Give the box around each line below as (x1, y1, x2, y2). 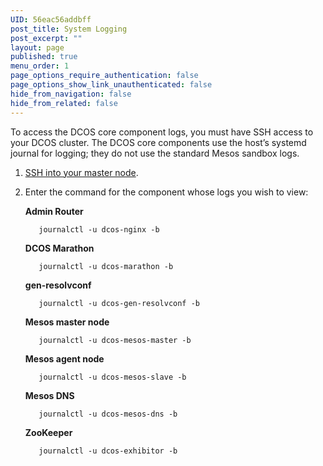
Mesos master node (24, 316, 110, 328)
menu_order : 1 (10, 61, 70, 71)
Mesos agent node (24, 352, 105, 365)
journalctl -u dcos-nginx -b (38, 224, 160, 235)
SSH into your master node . (24, 166, 139, 178)
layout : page (10, 42, 65, 53)
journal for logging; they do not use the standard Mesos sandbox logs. (10, 147, 300, 159)
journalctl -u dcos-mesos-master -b (38, 335, 192, 345)
